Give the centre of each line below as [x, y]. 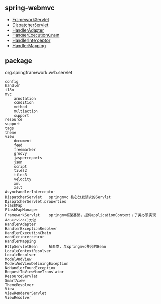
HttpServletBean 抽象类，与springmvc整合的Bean [55, 246]
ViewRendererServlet [26, 293]
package [19, 61]
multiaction [26, 111]
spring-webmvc [30, 8]
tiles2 [20, 170]
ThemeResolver [19, 285]
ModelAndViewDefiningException [37, 263]
